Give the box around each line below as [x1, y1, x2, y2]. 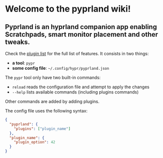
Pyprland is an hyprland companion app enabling [5, 23, 157, 31]
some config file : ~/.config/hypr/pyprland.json [12, 65, 109, 71]
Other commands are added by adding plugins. [5, 98, 100, 104]
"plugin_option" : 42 [14, 140, 55, 145]
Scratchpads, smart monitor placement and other [5, 30, 158, 38]
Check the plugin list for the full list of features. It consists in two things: [5, 51, 149, 56]
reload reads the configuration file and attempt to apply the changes [12, 84, 150, 90]
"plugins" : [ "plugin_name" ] [14, 126, 71, 131]
